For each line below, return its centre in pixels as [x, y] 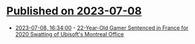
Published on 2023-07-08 [74, 11]
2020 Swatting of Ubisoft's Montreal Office [69, 34]
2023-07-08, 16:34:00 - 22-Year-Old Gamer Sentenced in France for [102, 28]
